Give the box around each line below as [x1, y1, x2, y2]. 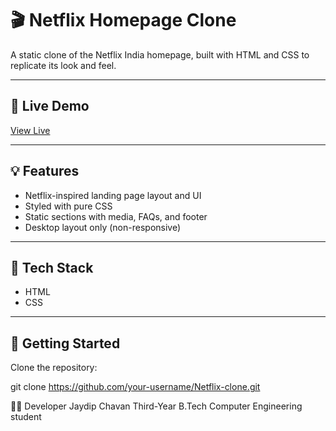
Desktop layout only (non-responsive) [24, 221, 182, 233]
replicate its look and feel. [10, 59, 117, 71]
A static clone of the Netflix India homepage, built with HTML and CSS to [10, 48, 310, 61]
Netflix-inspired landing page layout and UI [24, 189, 202, 201]
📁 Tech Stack [10, 259, 94, 276]
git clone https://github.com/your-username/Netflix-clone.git [10, 381, 261, 393]
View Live [10, 124, 51, 136]
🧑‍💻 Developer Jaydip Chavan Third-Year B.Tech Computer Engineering [10, 400, 303, 412]
